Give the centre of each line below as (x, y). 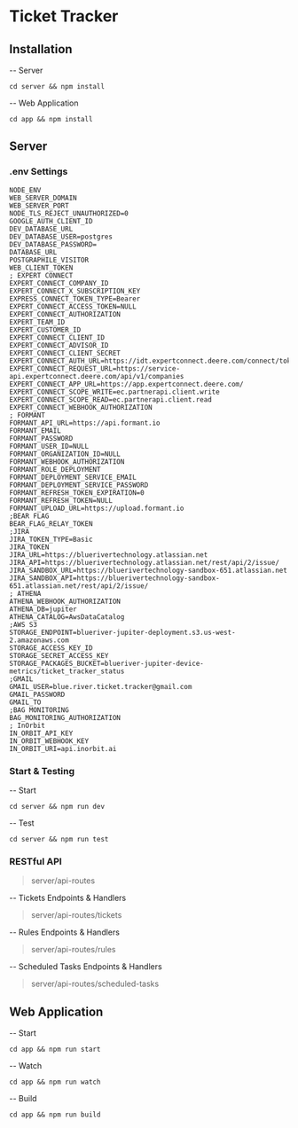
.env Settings (39, 172)
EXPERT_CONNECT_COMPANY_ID (59, 283)
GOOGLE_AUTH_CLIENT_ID (51, 221)
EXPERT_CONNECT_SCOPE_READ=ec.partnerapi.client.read (111, 399)
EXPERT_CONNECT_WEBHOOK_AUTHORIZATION (81, 407)
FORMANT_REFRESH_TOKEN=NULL (61, 500)
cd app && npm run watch (55, 1082)
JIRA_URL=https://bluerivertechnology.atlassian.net (109, 555)
